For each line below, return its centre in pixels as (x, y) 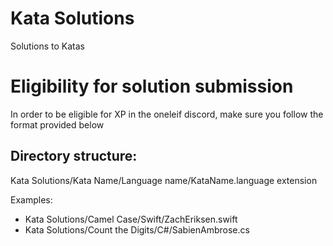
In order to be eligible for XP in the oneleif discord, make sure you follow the (167, 114)
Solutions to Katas (47, 46)
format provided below (57, 124)
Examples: (31, 199)
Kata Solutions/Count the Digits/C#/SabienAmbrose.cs (137, 229)
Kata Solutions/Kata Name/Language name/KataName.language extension (164, 180)
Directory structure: (74, 156)
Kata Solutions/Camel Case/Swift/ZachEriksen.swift (131, 219)
